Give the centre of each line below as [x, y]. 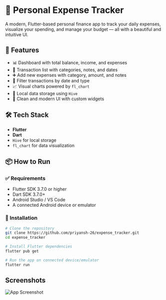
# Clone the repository [30, 228]
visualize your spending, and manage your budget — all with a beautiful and [83, 29]
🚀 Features [22, 50]
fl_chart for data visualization [43, 145]
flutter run [17, 265]
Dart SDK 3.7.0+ [29, 194]
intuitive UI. [17, 34]
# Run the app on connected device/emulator [52, 260]
